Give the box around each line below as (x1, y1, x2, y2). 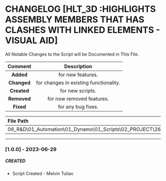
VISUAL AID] (5, 35, 58, 46)
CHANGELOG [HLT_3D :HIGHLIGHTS (5, 3, 156, 15)
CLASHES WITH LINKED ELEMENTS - (5, 25, 161, 36)
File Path (7, 117, 29, 124)
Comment (7, 63, 32, 70)
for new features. (58, 71, 98, 78)
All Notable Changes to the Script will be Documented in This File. (5, 51, 139, 57)
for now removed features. (47, 95, 109, 102)
